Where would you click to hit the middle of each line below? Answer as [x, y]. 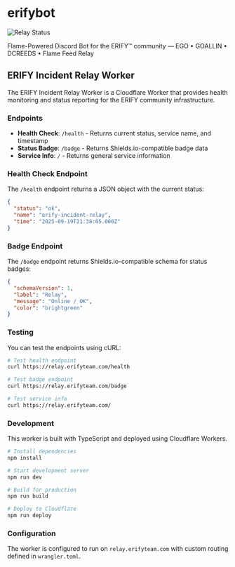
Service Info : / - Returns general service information [94, 156]
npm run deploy [29, 516]
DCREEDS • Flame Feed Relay [51, 53]
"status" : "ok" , [37, 208]
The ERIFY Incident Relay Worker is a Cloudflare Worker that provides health [117, 92]
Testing [20, 333]
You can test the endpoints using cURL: [64, 347]
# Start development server [48, 471]
